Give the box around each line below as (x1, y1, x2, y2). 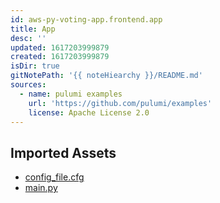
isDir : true (10, 61, 60, 71)
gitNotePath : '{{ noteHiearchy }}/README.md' (10, 71, 203, 81)
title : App (10, 24, 56, 34)
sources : (10, 80, 47, 90)
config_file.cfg (24, 171, 85, 183)
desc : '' (10, 33, 47, 43)
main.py (24, 182, 58, 194)
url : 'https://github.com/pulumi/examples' (28, 98, 213, 108)
